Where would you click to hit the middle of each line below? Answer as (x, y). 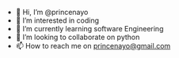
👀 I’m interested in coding (57, 20)
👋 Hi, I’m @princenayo (52, 12)
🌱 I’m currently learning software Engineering (89, 29)
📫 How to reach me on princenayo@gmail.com (93, 46)
